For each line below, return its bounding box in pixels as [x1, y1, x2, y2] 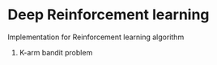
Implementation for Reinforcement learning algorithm [7, 32, 185, 42]
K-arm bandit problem [19, 47, 93, 57]
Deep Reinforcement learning [7, 6, 210, 24]
